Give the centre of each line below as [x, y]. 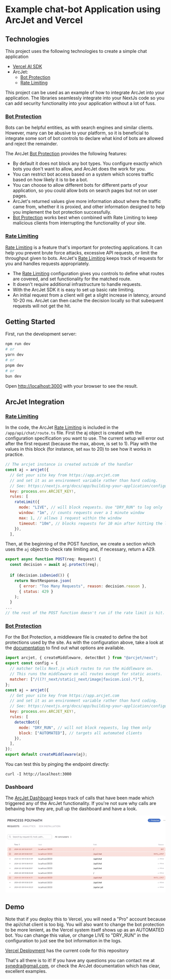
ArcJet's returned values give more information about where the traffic [87, 201]
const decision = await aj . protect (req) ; [54, 565]
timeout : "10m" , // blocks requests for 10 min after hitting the [91, 523]
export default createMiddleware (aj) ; [46, 755]
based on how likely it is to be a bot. [50, 180]
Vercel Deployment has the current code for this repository [67, 951]
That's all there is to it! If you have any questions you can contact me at [80, 961]
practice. [15, 454]
